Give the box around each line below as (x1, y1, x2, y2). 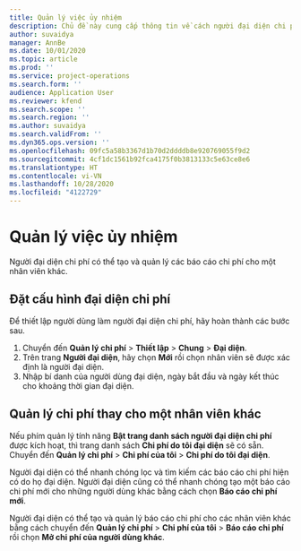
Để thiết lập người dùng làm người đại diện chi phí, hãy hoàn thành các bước (9, 315, 290, 326)
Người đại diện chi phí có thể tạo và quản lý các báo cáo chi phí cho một (9, 256, 276, 267)
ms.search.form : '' (9, 80, 82, 89)
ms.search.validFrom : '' (9, 130, 102, 139)
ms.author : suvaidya (9, 122, 87, 131)
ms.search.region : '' (9, 113, 90, 122)
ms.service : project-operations (9, 72, 130, 81)
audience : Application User (9, 88, 115, 97)
